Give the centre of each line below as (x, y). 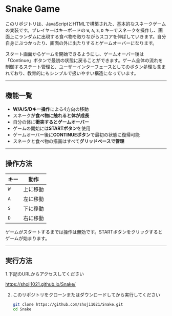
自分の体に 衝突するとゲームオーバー (51, 122)
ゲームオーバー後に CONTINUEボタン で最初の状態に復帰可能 (76, 134)
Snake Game (33, 9)
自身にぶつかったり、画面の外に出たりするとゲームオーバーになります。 (81, 43)
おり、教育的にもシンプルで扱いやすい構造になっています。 (77, 73)
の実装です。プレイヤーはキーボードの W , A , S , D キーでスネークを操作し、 (82, 30)
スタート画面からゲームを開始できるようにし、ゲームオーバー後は (75, 54)
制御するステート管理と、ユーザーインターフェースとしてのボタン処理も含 (83, 67)
